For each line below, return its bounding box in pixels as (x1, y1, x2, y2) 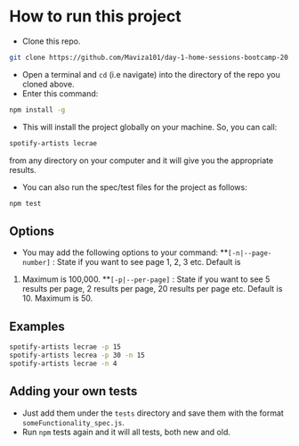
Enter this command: (21, 87, 99, 99)
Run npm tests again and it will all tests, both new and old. (21, 426, 231, 437)
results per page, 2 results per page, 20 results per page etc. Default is (21, 284, 283, 294)
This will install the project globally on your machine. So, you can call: (21, 121, 278, 132)
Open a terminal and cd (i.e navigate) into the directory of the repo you (21, 69, 280, 79)
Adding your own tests (9, 384, 138, 399)
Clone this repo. (21, 36, 81, 46)
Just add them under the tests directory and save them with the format (21, 408, 285, 418)
